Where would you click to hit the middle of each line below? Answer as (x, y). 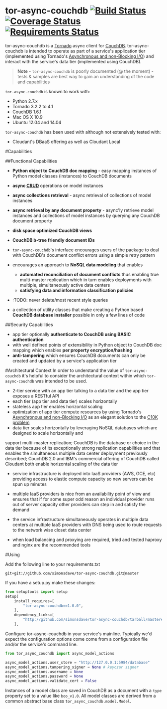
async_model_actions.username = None (44, 672)
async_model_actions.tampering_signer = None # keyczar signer (72, 667)
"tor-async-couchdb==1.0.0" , (53, 606)
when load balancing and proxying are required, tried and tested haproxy (87, 539)
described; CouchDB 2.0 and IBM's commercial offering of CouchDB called (82, 458)
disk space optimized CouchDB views (52, 230)
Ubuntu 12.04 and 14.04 (37, 122)
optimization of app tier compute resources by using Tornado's (77, 412)
